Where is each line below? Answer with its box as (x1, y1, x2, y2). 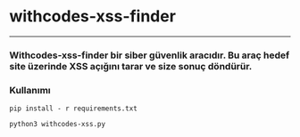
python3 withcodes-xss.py (9, 120, 105, 129)
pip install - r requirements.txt (9, 104, 138, 113)
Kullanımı (9, 84, 51, 96)
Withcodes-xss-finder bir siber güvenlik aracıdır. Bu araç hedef (9, 49, 290, 61)
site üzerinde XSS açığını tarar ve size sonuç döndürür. (9, 60, 253, 72)
